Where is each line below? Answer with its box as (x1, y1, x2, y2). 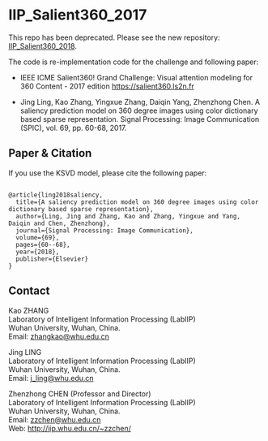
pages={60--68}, (15, 240, 70, 249)
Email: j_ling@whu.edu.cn (8, 373, 95, 383)
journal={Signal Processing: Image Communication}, (15, 226, 194, 235)
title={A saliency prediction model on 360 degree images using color (15, 197, 259, 206)
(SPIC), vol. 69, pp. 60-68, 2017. (19, 123, 127, 132)
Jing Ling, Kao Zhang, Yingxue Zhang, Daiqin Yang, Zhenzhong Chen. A (19, 97, 261, 106)
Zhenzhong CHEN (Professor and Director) (8, 388, 151, 399)
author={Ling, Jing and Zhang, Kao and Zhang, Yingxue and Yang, (15, 212, 241, 220)
